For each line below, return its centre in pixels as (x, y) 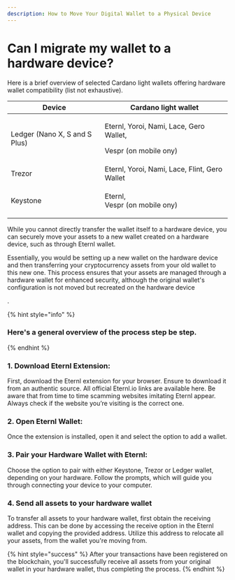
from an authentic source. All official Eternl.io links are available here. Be (111, 388)
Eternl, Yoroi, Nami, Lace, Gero (155, 126)
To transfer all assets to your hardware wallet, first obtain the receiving (109, 518)
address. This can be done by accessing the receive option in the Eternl (111, 526)
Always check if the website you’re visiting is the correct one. (96, 404)
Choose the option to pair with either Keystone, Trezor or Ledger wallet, (111, 470)
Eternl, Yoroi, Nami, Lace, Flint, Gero (163, 169)
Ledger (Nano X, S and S (51, 134)
